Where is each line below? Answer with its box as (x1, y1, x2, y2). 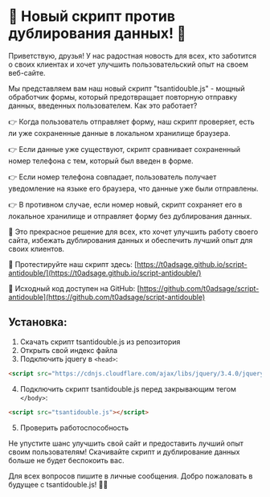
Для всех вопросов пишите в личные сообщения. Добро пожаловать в (8, 470, 253, 481)
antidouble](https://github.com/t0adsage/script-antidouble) (8, 292, 206, 302)
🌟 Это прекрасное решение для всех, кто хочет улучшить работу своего (8, 227, 259, 236)
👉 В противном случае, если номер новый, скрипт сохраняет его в (8, 199, 243, 209)
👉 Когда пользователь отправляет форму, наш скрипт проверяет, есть (8, 117, 255, 126)
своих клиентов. (8, 244, 65, 253)
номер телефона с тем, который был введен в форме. (8, 156, 194, 166)
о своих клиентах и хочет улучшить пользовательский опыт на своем (8, 60, 249, 69)
